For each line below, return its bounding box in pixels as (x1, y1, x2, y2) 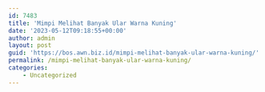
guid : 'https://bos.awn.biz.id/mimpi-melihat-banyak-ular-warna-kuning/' (8, 49, 260, 57)
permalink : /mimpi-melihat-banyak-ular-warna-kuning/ (8, 57, 192, 65)
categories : (8, 64, 48, 72)
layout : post (8, 42, 52, 50)
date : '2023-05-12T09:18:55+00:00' (8, 26, 127, 34)
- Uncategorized (22, 71, 78, 79)
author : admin (8, 34, 56, 42)
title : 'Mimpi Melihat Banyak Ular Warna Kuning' (8, 19, 178, 27)
